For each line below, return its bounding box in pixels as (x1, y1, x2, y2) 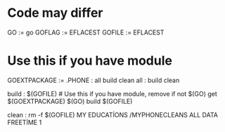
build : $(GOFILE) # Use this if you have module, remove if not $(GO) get (7, 89, 217, 98)
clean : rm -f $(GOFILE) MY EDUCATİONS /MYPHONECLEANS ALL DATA (7, 110, 218, 119)
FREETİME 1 (7, 118, 42, 126)
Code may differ (7, 5, 103, 21)
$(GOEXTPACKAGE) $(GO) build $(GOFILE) (7, 97, 133, 105)
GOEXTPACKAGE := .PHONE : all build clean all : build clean (7, 76, 180, 84)
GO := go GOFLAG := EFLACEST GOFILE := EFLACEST (7, 28, 165, 37)
